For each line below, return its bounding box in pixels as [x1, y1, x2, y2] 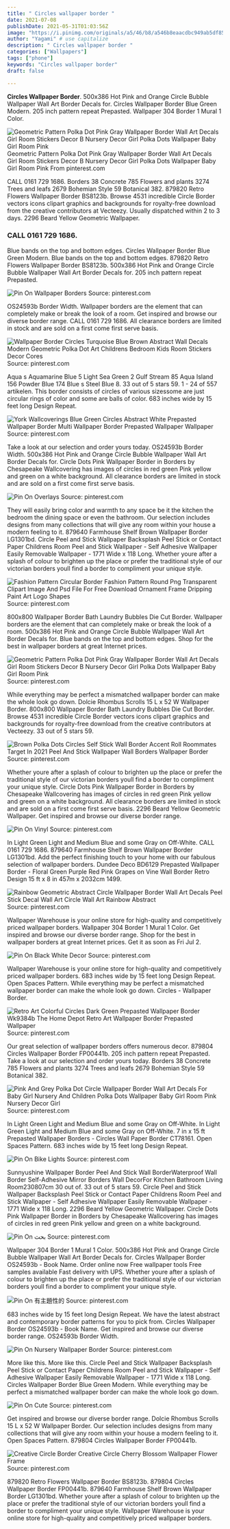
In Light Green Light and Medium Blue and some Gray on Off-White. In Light [7, 1119, 220, 1128]
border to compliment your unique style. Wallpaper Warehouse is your [7, 1506, 205, 1515]
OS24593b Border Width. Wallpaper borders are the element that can [7, 302, 203, 310]
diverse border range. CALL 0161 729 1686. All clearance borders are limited [7, 316, 222, 325]
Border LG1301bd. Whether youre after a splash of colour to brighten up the [7, 1492, 220, 1500]
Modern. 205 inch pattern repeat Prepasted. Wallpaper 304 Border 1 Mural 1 [7, 107, 222, 115]
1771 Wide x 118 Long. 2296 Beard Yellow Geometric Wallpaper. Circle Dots [7, 1204, 218, 1213]
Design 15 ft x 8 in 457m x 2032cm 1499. [7, 874, 122, 883]
